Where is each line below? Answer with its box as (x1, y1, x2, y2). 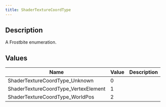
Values (5, 54, 28, 62)
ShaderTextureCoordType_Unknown (8, 77, 94, 84)
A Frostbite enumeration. (5, 39, 57, 45)
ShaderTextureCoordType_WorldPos (8, 93, 94, 100)
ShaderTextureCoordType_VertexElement (8, 85, 106, 92)
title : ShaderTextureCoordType (5, 7, 71, 13)
